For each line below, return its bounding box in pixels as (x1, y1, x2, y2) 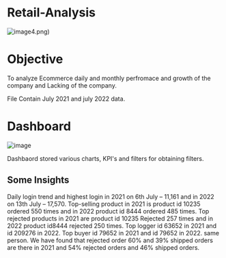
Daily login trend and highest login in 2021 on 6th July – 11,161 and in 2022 (7, 192, 214, 201)
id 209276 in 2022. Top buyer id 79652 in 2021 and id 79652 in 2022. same (7, 229, 220, 237)
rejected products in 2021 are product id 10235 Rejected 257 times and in (7, 214, 214, 222)
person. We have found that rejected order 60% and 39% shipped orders (7, 236, 214, 244)
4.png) (31, 27, 50, 36)
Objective (7, 51, 63, 67)
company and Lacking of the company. (7, 81, 117, 90)
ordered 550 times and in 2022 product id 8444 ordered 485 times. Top (7, 207, 210, 215)
